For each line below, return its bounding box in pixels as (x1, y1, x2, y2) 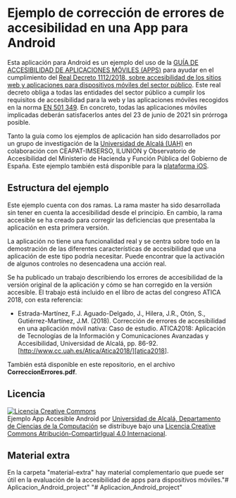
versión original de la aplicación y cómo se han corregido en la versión (7, 280, 213, 289)
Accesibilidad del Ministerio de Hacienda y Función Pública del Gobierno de (7, 154, 228, 163)
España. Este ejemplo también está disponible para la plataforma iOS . (7, 161, 209, 170)
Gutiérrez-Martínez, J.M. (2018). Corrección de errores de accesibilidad (17, 316, 227, 325)
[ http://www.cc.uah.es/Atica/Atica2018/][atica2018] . (17, 347, 169, 355)
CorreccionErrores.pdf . (7, 368, 77, 376)
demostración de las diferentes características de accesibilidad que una (7, 244, 216, 253)
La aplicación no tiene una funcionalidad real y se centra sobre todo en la (7, 237, 221, 245)
